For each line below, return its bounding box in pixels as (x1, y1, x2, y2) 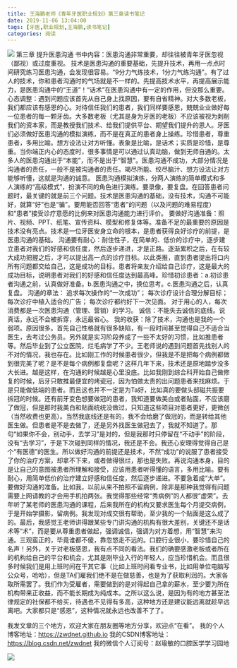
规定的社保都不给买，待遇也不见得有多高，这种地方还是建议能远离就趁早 (13, 597, 224, 606)
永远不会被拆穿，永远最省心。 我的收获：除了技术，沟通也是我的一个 (25, 315, 226, 323)
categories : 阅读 (7, 30, 56, 37)
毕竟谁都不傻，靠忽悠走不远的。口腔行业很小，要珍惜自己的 (56, 536, 230, 544)
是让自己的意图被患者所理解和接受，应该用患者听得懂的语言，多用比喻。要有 (7, 465, 230, 474)
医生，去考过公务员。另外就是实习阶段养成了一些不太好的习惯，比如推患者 (7, 333, 224, 341)
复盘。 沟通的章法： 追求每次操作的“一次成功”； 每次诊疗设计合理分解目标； (7, 289, 229, 297)
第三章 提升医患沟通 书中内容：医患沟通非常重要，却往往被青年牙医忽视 (16, 50, 224, 59)
